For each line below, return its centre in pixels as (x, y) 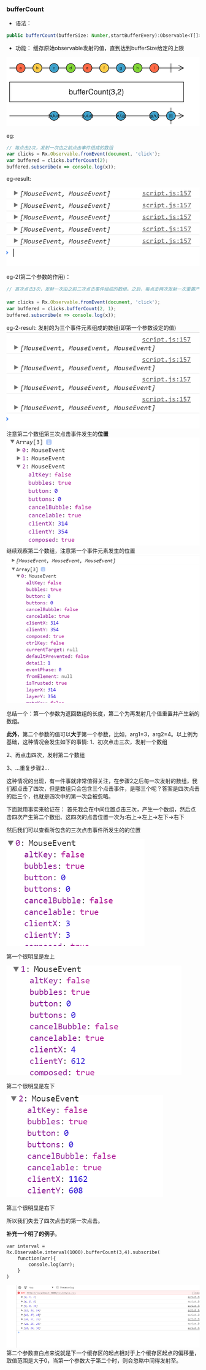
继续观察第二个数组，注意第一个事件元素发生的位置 (71, 551)
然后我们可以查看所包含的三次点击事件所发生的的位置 (74, 830)
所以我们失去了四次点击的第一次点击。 (55, 1221)
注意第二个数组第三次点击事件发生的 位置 (57, 434)
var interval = (26, 1246)
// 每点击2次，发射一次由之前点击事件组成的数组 (60, 148)
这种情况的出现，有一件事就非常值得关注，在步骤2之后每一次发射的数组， (99, 781)
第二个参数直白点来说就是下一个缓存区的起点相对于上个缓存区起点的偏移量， (103, 1353)
